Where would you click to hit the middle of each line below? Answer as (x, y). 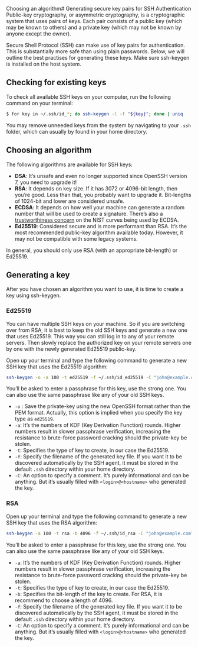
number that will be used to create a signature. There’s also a (89, 213)
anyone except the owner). (39, 34)
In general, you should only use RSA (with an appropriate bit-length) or (92, 250)
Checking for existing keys (56, 83)
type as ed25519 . (34, 419)
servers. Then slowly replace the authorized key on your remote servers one (99, 342)
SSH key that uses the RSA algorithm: (52, 522)
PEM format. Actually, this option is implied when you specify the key (98, 413)
